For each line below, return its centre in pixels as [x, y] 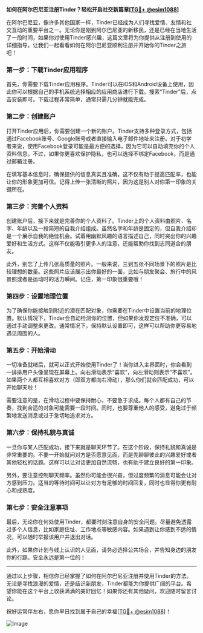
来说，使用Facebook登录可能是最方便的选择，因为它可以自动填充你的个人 [103, 146]
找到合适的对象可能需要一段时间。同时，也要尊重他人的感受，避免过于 [104, 408]
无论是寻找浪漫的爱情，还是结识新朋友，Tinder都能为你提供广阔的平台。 [96, 583]
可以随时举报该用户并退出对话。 [56, 537]
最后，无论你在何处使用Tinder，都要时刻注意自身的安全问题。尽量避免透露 [99, 522]
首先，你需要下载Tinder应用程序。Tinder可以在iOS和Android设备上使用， [98, 84]
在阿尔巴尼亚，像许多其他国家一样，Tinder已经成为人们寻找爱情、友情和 [96, 22]
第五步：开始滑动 [31, 351]
